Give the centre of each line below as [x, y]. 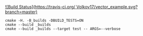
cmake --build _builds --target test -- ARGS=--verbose [63, 29]
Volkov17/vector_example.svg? [107, 7]
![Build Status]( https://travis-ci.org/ [40, 7]
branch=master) [21, 12]
